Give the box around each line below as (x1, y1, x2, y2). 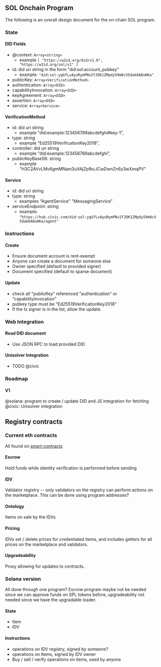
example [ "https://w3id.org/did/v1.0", (19, 57, 103, 63)
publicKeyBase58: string (12, 156, 61, 162)
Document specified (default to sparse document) (12, 269, 113, 275)
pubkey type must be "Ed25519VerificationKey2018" (12, 301, 117, 307)
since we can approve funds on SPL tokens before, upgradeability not (5, 592, 145, 598)
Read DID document (5, 331, 46, 336)
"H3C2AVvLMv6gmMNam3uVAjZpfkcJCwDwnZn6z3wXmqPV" (19, 166, 146, 172)
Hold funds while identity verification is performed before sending (5, 465, 137, 471)
